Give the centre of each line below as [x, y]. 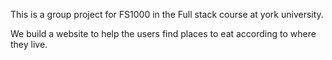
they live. [29, 44]
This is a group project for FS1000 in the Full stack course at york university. [167, 14]
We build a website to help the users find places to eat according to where [163, 33]
